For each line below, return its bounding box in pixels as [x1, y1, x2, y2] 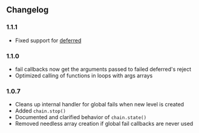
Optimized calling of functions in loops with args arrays [15, 72, 153, 79]
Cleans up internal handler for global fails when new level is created [15, 101, 184, 108]
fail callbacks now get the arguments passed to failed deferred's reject [15, 65, 192, 73]
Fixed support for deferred [15, 36, 82, 44]
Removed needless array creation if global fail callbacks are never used [15, 120, 194, 128]
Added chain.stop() [15, 107, 67, 114]
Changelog [6, 5, 49, 15]
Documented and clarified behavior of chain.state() [15, 114, 147, 121]
